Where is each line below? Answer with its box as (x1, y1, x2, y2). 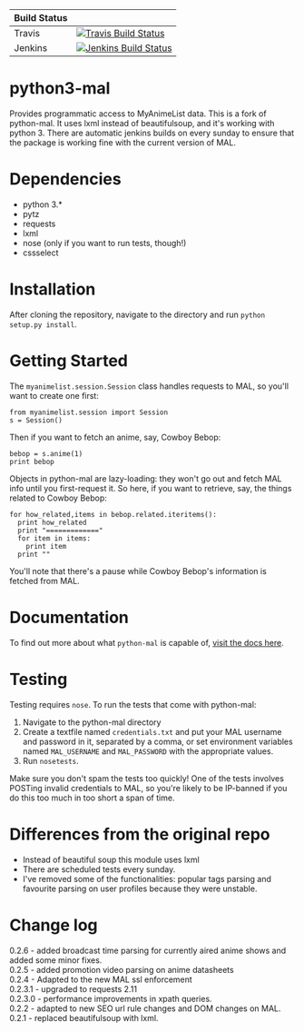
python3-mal (9, 78, 111, 99)
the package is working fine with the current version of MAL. (9, 136, 236, 148)
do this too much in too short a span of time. (9, 792, 175, 803)
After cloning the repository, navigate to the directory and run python (9, 309, 266, 320)
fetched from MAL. (9, 575, 80, 586)
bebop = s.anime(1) (9, 449, 83, 458)
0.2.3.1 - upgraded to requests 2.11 (9, 983, 138, 994)
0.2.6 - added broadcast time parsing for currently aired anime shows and (9, 945, 287, 956)
